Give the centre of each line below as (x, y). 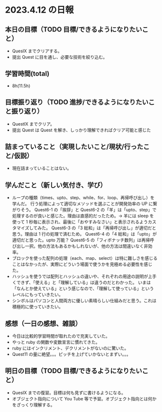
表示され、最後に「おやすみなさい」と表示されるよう (95, 222)
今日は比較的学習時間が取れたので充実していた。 (61, 336)
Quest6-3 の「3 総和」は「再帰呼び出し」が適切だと (104, 228)
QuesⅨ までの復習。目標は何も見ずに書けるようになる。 (69, 393)
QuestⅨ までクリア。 (33, 124)
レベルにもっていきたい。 (38, 295)
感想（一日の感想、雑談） (43, 324)
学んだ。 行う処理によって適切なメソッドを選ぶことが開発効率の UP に (82, 204)
